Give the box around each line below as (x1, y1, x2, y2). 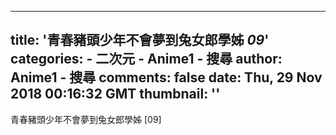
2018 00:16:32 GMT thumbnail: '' (10, 86, 221, 103)
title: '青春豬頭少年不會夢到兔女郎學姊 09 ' (10, 32, 270, 49)
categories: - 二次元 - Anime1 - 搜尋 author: (10, 51, 283, 68)
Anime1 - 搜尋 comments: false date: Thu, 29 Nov (10, 69, 323, 86)
